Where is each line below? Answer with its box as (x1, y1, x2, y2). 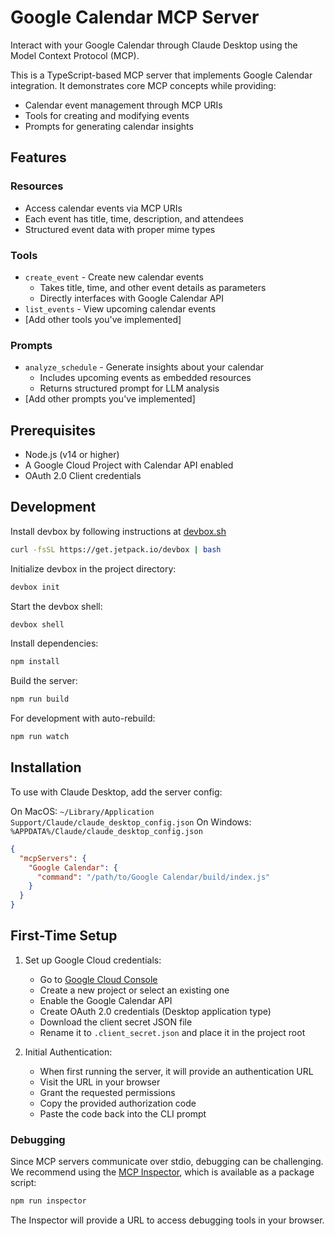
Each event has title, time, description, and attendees (24, 212, 244, 225)
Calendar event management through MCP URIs (24, 99, 223, 111)
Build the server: (10, 675, 78, 687)
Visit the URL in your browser (39, 1076, 161, 1088)
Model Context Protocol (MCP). (10, 49, 140, 61)
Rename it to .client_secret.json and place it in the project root (39, 1026, 306, 1038)
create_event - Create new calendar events (24, 271, 204, 283)
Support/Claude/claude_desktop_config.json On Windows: (10, 816, 252, 828)
